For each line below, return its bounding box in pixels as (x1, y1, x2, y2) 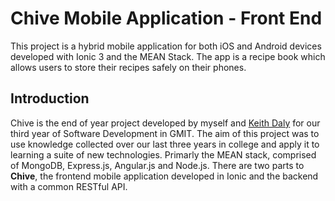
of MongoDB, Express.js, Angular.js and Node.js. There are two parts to (10, 159, 305, 171)
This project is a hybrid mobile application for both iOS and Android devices (10, 40, 322, 52)
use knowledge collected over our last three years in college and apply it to (10, 138, 320, 150)
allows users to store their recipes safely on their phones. (10, 61, 247, 73)
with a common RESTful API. (10, 180, 128, 192)
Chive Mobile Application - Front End (10, 7, 323, 30)
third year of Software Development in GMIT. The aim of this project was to (10, 127, 320, 139)
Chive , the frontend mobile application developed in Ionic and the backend (10, 170, 319, 182)
